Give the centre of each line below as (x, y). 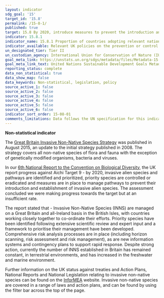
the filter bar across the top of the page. (45, 290)
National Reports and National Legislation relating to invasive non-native (78, 275)
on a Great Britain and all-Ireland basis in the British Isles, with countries (77, 213)
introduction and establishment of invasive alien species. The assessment (79, 188)
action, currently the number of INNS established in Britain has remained (78, 250)
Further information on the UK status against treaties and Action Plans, (76, 269)
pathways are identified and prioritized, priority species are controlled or (78, 178)
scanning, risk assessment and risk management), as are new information (79, 239)
